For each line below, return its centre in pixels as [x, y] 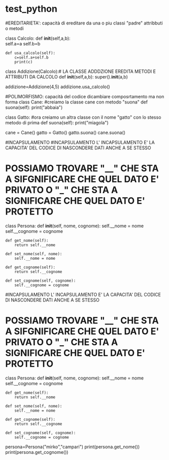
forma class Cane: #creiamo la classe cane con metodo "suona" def [77, 102]
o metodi [14, 28]
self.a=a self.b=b [23, 43]
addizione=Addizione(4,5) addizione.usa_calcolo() [58, 87]
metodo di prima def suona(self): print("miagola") [57, 122]
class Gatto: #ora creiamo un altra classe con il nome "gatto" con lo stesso [83, 117]
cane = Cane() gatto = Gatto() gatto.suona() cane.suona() [65, 132]
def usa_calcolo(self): [30, 53]
